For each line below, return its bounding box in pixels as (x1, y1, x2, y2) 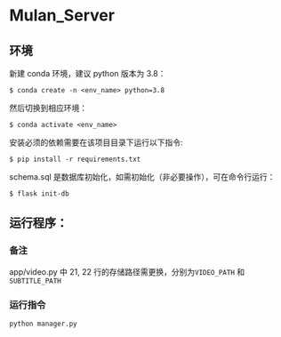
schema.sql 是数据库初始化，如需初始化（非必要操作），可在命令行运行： (9, 172, 276, 182)
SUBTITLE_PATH (9, 277, 62, 285)
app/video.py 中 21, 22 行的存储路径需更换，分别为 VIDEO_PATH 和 (9, 266, 245, 277)
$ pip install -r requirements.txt (9, 155, 141, 164)
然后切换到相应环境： (9, 103, 87, 113)
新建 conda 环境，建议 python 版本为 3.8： (9, 68, 166, 78)
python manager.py (9, 319, 77, 328)
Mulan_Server (9, 5, 116, 26)
